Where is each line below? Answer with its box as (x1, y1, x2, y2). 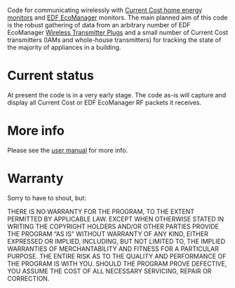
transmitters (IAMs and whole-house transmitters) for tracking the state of (7, 36, 222, 44)
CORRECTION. (7, 274, 50, 282)
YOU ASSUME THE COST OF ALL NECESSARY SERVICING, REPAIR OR (7, 266, 212, 275)
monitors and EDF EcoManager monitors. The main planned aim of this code (7, 13, 228, 22)
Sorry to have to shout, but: (7, 193, 86, 202)
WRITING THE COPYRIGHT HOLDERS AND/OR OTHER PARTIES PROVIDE (7, 222, 219, 231)
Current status (7, 68, 95, 83)
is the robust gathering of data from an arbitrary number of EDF (7, 21, 191, 29)
